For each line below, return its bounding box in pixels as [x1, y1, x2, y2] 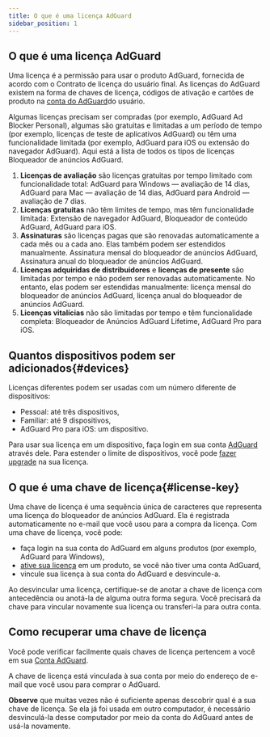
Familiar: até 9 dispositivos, [19, 415, 112, 425]
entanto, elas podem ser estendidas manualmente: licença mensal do [19, 282, 251, 292]
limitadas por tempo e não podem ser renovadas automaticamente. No [19, 274, 255, 284]
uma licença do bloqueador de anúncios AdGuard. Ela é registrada [8, 510, 230, 520]
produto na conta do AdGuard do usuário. [8, 96, 146, 106]
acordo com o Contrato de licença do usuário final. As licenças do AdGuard [8, 79, 260, 89]
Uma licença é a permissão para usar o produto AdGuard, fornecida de [8, 70, 245, 81]
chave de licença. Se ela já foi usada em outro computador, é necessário [8, 704, 251, 714]
